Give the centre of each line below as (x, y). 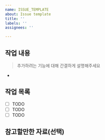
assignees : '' (19, 28)
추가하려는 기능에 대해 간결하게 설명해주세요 (59, 65)
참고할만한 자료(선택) (35, 132)
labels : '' (16, 23)
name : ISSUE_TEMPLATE (27, 10)
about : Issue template (28, 14)
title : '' (15, 19)
